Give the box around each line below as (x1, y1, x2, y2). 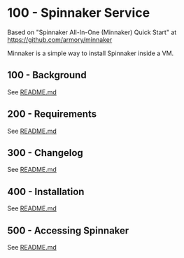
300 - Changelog (7, 147, 84, 159)
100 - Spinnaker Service (7, 5, 150, 21)
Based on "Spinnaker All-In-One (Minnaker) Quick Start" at (7, 28, 177, 36)
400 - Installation (7, 185, 85, 197)
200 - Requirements (7, 108, 97, 120)
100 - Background (7, 69, 87, 81)
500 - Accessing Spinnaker (7, 224, 129, 236)
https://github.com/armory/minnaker (7, 35, 113, 43)
